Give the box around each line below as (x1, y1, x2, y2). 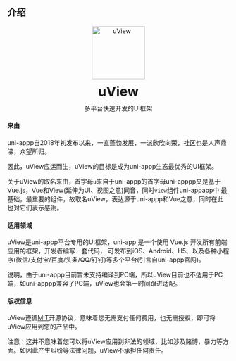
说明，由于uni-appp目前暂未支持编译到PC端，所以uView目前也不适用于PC (7, 270, 223, 279)
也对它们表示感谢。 (7, 203, 63, 213)
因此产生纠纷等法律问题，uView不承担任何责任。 (25, 346, 168, 355)
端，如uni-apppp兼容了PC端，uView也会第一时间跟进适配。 (7, 279, 182, 288)
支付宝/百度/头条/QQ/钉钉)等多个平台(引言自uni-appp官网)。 (30, 255, 206, 264)
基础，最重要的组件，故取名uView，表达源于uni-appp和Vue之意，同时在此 (7, 195, 224, 203)
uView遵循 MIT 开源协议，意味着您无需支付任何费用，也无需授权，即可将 (7, 314, 216, 322)
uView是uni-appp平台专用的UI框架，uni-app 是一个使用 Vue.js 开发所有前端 (7, 238, 228, 246)
